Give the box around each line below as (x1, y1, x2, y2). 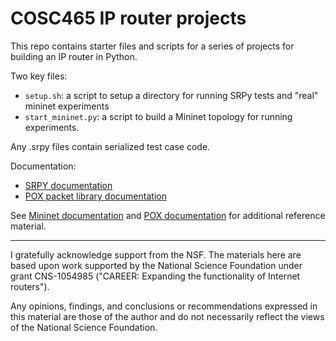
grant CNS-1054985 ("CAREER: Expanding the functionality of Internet (10, 270, 301, 282)
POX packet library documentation (24, 190, 167, 202)
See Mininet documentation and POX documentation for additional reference (10, 209, 326, 221)
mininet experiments (24, 100, 110, 112)
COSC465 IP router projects (10, 7, 247, 30)
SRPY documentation (24, 179, 113, 191)
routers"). (10, 280, 50, 292)
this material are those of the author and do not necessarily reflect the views (10, 310, 325, 322)
